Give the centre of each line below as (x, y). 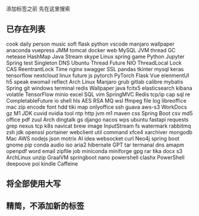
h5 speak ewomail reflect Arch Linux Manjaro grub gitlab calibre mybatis (95, 81)
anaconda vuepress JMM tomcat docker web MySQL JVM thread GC (91, 50)
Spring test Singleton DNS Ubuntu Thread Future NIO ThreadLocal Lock (94, 63)
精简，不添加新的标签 (45, 206)
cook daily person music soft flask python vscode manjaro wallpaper (91, 44)
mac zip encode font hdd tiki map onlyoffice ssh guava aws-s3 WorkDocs (97, 107)
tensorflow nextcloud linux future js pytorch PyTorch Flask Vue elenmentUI (98, 75)
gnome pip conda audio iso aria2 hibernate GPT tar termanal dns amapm (95, 145)
